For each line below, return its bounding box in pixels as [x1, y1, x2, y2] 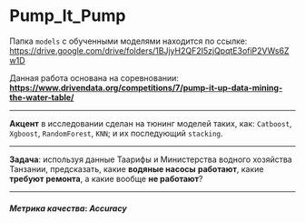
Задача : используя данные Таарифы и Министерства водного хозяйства [9, 154, 292, 165]
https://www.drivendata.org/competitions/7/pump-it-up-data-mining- [9, 82, 283, 93]
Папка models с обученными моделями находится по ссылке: [9, 35, 248, 46]
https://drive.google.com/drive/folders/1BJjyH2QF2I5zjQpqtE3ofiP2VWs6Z [9, 45, 290, 56]
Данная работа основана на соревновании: [9, 72, 180, 83]
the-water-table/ [9, 92, 74, 103]
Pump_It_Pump [9, 5, 126, 26]
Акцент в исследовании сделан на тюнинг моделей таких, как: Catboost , [9, 117, 292, 128]
